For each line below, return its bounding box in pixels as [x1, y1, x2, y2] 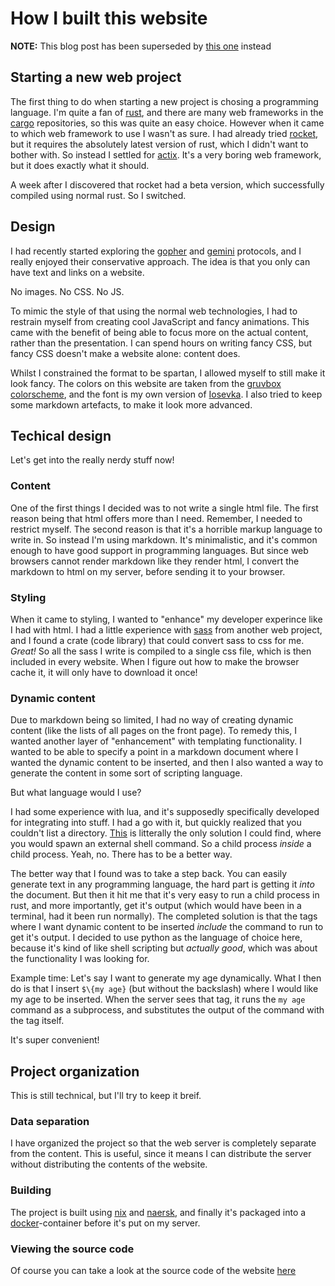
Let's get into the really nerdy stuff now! [10, 454, 175, 466]
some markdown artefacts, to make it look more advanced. [10, 398, 253, 411]
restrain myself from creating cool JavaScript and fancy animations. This [10, 315, 310, 327]
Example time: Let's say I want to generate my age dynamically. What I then [10, 972, 322, 984]
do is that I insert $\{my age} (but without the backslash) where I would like [10, 983, 319, 995]
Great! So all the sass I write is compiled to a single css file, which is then [10, 645, 312, 657]
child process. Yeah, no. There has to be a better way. [10, 848, 233, 861]
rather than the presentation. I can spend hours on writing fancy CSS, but [10, 337, 313, 349]
